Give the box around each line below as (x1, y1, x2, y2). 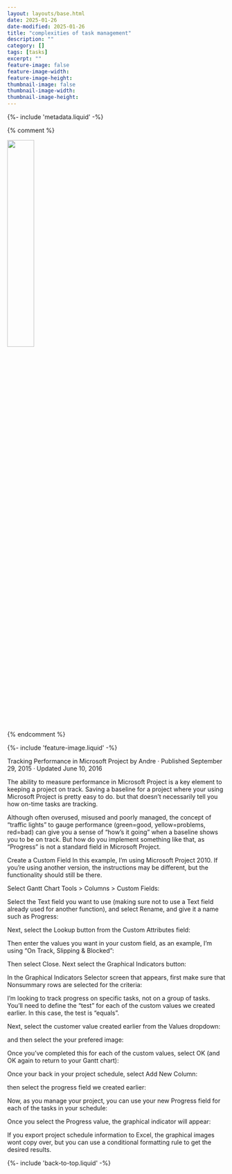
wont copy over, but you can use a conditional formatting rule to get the (7, 1138, 212, 1146)
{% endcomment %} (7, 730, 66, 738)
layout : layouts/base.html (7, 10, 85, 17)
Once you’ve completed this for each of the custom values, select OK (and (7, 1049, 220, 1057)
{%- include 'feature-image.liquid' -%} (7, 743, 118, 752)
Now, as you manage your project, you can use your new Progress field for (7, 1096, 221, 1105)
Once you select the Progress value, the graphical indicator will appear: (7, 1117, 211, 1126)
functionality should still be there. (7, 871, 102, 879)
